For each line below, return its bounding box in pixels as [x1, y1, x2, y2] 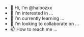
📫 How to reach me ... [10, 26, 58, 32]
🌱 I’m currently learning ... [10, 15, 65, 21]
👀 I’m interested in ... [10, 10, 53, 16]
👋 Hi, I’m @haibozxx [10, 5, 52, 10]
